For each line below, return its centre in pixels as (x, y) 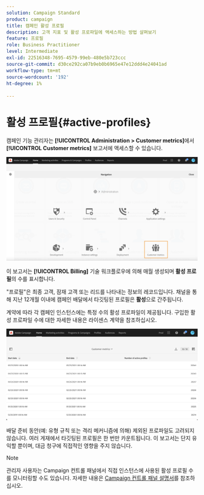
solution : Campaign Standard (43, 13)
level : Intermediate (32, 52)
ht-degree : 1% (24, 83)
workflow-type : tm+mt (34, 71)
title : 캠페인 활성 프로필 (35, 26)
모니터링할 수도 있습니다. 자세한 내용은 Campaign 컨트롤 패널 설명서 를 (96, 478)
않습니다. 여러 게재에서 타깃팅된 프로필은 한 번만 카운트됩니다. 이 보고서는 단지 (99, 438)
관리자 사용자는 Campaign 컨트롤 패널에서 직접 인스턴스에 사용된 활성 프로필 (97, 471)
